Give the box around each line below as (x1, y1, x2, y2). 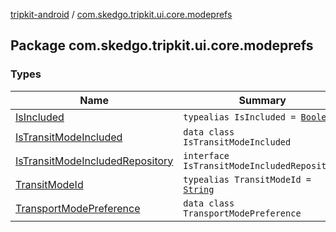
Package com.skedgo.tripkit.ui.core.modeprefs (10, 37, 314, 54)
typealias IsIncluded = (183, 111, 297, 123)
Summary (238, 93, 287, 107)
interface (183, 150, 230, 161)
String (183, 184, 215, 195)
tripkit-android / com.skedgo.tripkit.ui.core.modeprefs (10, 9, 233, 20)
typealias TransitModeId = (183, 174, 312, 185)
